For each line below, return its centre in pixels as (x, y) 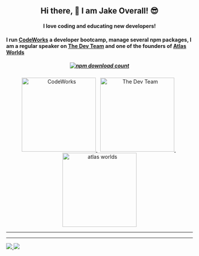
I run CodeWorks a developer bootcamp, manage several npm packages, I (99, 40)
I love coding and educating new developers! (99, 26)
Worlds (15, 52)
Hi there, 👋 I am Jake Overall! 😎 (99, 11)
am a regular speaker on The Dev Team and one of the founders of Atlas (96, 46)
